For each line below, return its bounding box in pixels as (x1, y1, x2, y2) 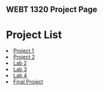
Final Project (13, 78, 44, 85)
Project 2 (13, 54, 35, 61)
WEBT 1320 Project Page (6, 5, 98, 15)
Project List (6, 28, 62, 41)
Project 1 (13, 47, 34, 54)
